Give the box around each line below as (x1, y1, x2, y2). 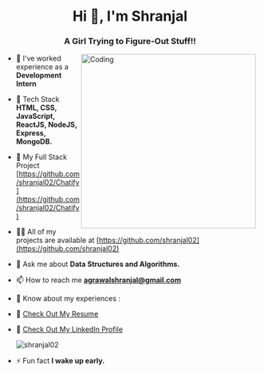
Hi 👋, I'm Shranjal (72, 7, 188, 26)
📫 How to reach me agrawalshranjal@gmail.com (15, 275, 182, 285)
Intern (15, 79, 37, 88)
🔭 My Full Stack (15, 152, 68, 162)
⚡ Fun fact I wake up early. (15, 356, 105, 366)
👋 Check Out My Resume (15, 309, 99, 319)
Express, (15, 128, 46, 138)
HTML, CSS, (15, 103, 57, 112)
